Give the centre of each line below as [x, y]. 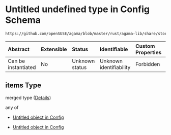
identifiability [115, 67]
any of [12, 107]
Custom [145, 46]
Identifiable [114, 49]
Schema [23, 20]
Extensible [54, 49]
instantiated [22, 67]
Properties [149, 52]
